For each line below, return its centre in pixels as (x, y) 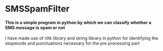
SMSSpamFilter (37, 9)
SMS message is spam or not (35, 27)
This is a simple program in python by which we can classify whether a (78, 22)
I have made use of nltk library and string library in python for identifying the (82, 38)
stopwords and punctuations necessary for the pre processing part (72, 43)
